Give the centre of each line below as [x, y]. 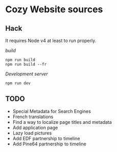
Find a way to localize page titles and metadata [62, 122]
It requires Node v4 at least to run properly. [51, 40]
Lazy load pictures [32, 133]
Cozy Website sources [54, 9]
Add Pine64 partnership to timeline [50, 144]
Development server [27, 74]
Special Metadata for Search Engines [52, 111]
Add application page [35, 127]
